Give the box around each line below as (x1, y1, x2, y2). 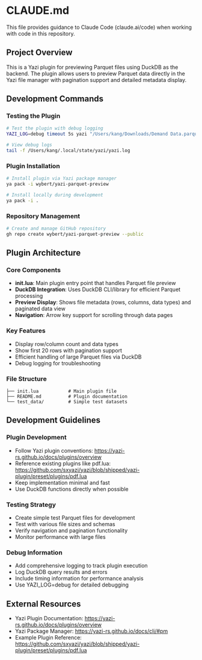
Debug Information (6, 548, 63, 556)
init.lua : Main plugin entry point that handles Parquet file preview (14, 280, 176, 287)
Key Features (6, 327, 46, 335)
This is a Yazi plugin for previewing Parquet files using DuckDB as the (6, 63, 179, 71)
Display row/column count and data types (14, 340, 119, 347)
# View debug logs (6, 142, 52, 148)
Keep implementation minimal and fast (14, 479, 110, 486)
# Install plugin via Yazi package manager (6, 175, 117, 181)
